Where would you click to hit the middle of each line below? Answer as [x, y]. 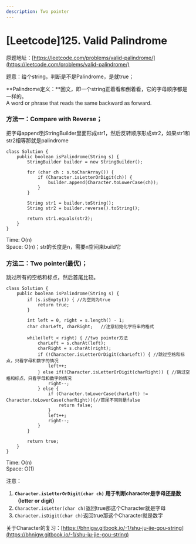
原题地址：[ [20, 58]
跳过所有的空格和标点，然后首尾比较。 [52, 278]
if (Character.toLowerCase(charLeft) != [98, 394]
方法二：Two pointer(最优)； [47, 263]
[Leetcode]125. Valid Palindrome [87, 40]
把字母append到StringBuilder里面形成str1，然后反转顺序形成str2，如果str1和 [98, 133]
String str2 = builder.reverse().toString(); [84, 208]
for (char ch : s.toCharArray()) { [71, 172]
